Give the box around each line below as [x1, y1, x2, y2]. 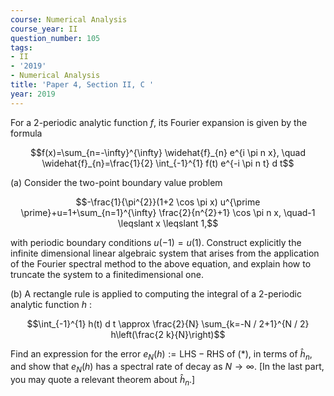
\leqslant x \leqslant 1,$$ [117, 217, 219, 229]
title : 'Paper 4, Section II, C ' [10, 80, 155, 90]
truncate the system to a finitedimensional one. [10, 268, 204, 280]
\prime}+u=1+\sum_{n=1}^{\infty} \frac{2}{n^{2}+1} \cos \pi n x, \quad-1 [20, 206, 316, 218]
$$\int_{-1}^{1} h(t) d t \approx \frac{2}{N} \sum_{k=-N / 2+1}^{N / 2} [26, 317, 310, 330]
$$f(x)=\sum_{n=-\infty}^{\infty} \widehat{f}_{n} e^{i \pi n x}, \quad [30, 146, 306, 158]
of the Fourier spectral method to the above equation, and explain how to [10, 257, 312, 270]
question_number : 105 [10, 33, 101, 43]
